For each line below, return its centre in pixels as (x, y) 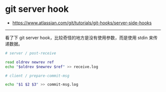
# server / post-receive (31, 53)
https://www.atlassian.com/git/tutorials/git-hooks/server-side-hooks (82, 23)
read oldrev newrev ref (30, 62)
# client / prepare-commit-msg (37, 76)
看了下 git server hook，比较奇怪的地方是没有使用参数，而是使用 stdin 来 (79, 38)
